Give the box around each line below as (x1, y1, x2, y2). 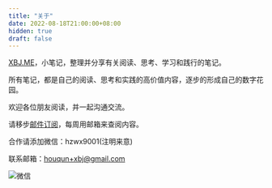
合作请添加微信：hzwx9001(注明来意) (8, 137, 134, 147)
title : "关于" (8, 11, 54, 20)
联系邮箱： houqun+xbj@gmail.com (8, 154, 125, 164)
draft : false (8, 34, 53, 43)
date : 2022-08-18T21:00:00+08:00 (8, 19, 121, 28)
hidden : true (8, 27, 53, 35)
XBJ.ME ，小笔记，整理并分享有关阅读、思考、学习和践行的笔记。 (8, 58, 227, 67)
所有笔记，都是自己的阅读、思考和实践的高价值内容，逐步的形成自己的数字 (8, 75, 257, 85)
